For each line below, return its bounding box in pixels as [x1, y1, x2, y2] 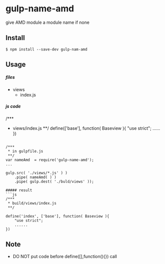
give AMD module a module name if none [5, 19, 90, 25]
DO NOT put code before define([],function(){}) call [12, 253, 117, 259]
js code [5, 103, 21, 109]
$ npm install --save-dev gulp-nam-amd [5, 47, 88, 52]
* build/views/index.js [7, 201, 57, 206]
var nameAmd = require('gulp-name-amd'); [5, 158, 94, 162]
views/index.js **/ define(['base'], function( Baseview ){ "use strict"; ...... [12, 125, 161, 131]
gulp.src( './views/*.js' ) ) [5, 170, 68, 176]
